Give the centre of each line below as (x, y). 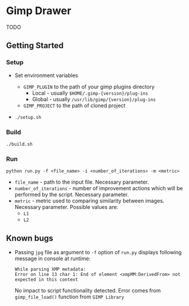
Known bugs (30, 238)
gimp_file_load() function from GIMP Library (69, 297)
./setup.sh (28, 117)
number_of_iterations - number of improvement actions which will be (99, 188)
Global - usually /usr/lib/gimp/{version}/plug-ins (94, 99)
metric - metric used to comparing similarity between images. (89, 201)
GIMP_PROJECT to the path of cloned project (74, 105)
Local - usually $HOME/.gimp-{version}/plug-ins (90, 93)
